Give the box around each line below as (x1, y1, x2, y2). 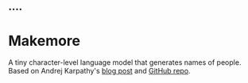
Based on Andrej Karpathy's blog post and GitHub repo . (8, 66, 191, 76)
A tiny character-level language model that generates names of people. (8, 58, 242, 67)
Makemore (8, 32, 81, 50)
